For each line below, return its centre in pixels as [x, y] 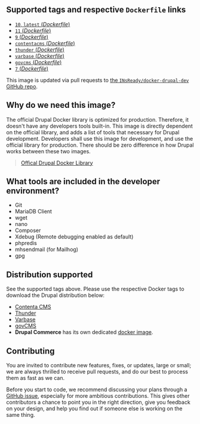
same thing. [21, 415]
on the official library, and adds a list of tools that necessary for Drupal [93, 132]
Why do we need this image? [61, 105]
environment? [33, 191]
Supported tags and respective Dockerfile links [96, 10]
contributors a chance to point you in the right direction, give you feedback [99, 403]
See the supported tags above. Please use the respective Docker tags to [95, 289]
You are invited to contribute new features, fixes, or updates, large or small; [99, 366]
